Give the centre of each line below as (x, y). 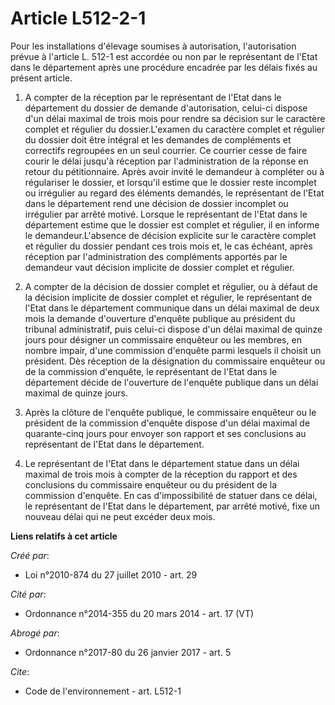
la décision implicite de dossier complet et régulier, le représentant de (168, 297)
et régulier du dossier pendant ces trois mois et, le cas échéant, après (168, 246)
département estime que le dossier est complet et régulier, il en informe (172, 224)
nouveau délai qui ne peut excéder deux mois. (120, 516)
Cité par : (28, 594)
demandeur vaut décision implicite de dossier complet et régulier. (159, 267)
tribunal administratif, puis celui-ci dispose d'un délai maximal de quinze (173, 329)
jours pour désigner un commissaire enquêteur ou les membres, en (163, 339)
